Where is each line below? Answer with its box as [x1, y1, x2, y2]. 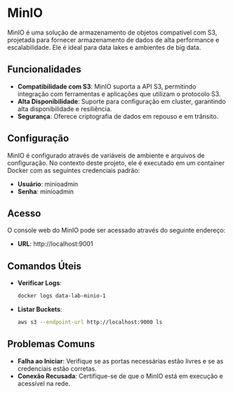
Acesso [7, 207, 41, 219]
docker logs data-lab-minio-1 [17, 292, 107, 299]
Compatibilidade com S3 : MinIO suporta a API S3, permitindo [17, 82, 197, 91]
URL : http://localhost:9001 [17, 240, 93, 248]
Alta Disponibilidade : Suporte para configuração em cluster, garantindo [17, 97, 226, 105]
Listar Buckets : [17, 305, 62, 314]
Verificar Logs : [17, 279, 62, 288]
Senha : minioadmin [17, 187, 74, 195]
